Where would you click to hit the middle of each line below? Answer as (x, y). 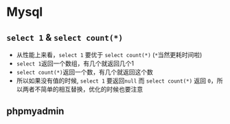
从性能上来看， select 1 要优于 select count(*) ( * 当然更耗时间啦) (109, 55)
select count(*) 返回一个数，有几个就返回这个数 (85, 72)
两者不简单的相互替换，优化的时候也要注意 (83, 89)
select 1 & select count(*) (65, 38)
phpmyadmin (35, 111)
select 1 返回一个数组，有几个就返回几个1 (75, 63)
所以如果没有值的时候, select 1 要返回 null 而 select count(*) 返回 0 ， (116, 81)
